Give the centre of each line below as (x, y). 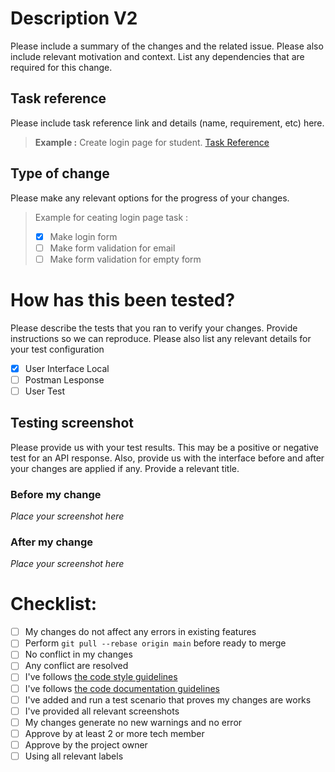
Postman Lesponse (64, 379)
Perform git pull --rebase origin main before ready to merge (155, 643)
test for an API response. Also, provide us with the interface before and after (167, 458)
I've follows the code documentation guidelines (122, 688)
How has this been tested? (123, 299)
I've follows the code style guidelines (101, 677)
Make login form (83, 236)
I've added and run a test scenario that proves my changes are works (168, 699)
